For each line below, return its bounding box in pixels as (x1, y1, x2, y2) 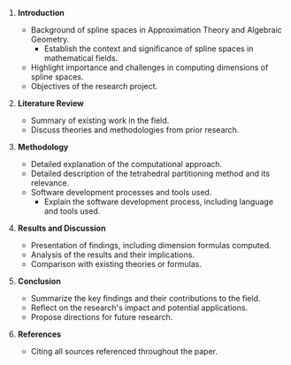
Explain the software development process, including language (43, 196, 274, 207)
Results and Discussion (17, 223, 106, 233)
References (17, 329, 62, 339)
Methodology (17, 141, 69, 152)
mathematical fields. (43, 53, 119, 63)
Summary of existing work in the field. (30, 115, 170, 125)
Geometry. (30, 34, 70, 44)
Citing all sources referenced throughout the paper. (30, 346, 218, 356)
